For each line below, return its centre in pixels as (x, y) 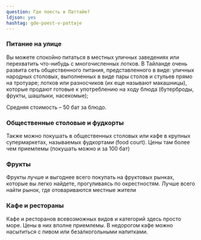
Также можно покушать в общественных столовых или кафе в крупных (98, 135)
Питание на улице (34, 44)
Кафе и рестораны (35, 206)
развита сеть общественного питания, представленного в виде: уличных (100, 70)
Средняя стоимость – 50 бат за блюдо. (57, 107)
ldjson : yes (21, 17)
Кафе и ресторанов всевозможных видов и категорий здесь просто (94, 219)
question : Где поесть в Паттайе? (48, 12)
